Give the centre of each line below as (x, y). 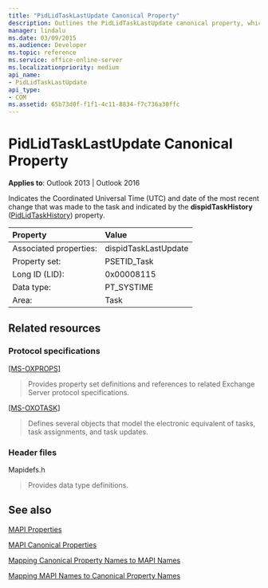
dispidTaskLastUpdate (147, 249)
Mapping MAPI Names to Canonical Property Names (95, 575)
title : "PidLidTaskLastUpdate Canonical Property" (94, 16)
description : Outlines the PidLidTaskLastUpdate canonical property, (126, 23)
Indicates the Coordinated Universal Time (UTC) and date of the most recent (134, 198)
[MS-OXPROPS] (35, 368)
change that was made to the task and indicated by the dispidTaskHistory (130, 207)
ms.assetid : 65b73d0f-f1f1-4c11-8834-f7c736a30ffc (94, 104)
